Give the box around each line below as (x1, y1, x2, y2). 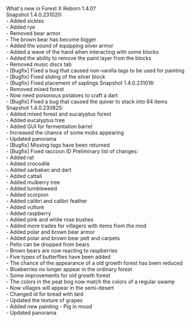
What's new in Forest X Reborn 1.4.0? (6, 5, 96, 12)
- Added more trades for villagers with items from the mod (6, 222, 147, 229)
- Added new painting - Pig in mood (6, 303, 92, 310)
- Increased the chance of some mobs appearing (6, 129, 125, 136)
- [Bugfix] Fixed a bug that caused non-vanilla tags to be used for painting (6, 67, 185, 74)
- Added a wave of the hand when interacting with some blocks (6, 49, 159, 55)
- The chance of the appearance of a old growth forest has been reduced (6, 259, 183, 266)
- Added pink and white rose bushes (6, 216, 94, 223)
